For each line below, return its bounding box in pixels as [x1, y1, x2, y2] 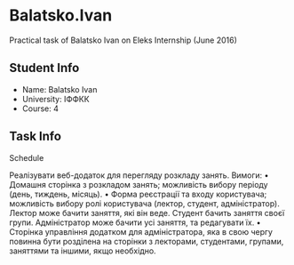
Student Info [9, 60, 80, 76]
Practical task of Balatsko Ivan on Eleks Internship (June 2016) [9, 35, 238, 45]
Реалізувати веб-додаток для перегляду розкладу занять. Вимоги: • [9, 170, 269, 181]
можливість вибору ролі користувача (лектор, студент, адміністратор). [9, 197, 280, 209]
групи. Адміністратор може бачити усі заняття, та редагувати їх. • [9, 217, 261, 228]
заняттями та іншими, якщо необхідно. [9, 245, 157, 256]
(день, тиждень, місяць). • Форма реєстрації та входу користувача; [9, 189, 267, 199]
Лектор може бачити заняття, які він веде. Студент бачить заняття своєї [9, 207, 285, 218]
